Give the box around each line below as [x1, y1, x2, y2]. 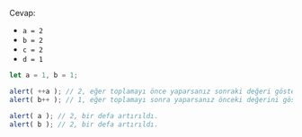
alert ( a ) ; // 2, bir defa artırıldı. [9, 111, 159, 120]
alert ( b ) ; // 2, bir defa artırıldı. [9, 120, 159, 129]
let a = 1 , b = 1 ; [9, 71, 78, 80]
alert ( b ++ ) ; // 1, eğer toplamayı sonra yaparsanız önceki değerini [9, 95, 280, 104]
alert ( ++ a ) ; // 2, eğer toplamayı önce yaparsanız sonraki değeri [9, 87, 271, 96]
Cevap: [9, 8, 36, 18]
